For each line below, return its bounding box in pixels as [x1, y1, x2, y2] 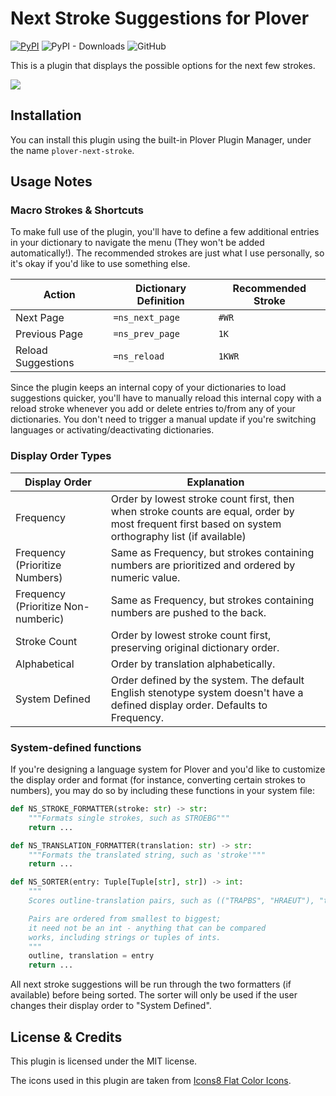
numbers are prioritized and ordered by [110, 558, 296, 572]
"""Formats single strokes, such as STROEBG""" [28, 813, 230, 823]
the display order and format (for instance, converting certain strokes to [10, 774, 306, 786]
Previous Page [15, 327, 83, 341]
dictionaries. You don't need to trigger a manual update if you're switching [10, 413, 317, 426]
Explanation [186, 475, 245, 489]
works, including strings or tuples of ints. [28, 932, 222, 942]
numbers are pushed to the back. [110, 605, 267, 619]
